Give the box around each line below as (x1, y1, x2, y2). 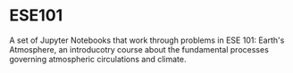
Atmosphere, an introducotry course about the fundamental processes (9, 44, 270, 54)
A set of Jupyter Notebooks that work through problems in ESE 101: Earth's (9, 35, 285, 45)
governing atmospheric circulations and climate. (9, 53, 187, 64)
